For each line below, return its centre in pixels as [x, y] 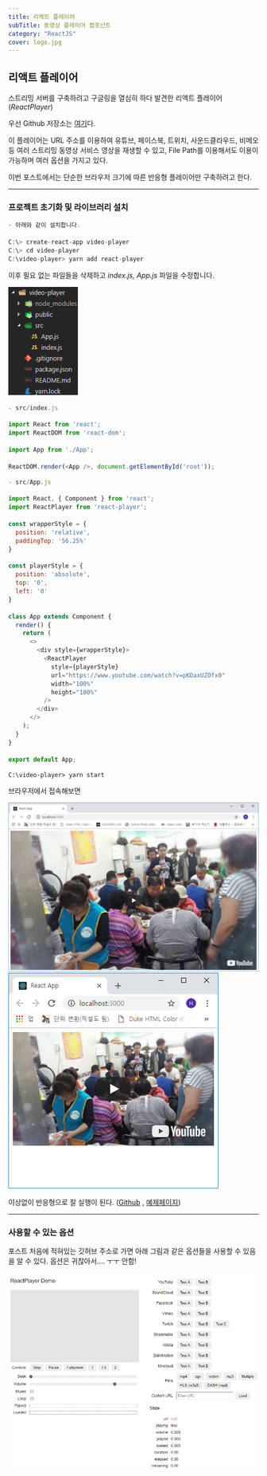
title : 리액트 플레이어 [42, 17]
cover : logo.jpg [35, 42]
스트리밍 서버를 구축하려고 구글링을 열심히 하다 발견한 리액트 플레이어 [115, 98]
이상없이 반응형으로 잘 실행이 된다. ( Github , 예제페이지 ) [95, 1202]
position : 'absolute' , [53, 575]
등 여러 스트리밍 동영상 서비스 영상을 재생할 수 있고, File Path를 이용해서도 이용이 [133, 151]
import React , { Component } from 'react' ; [81, 499]
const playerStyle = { [46, 566]
